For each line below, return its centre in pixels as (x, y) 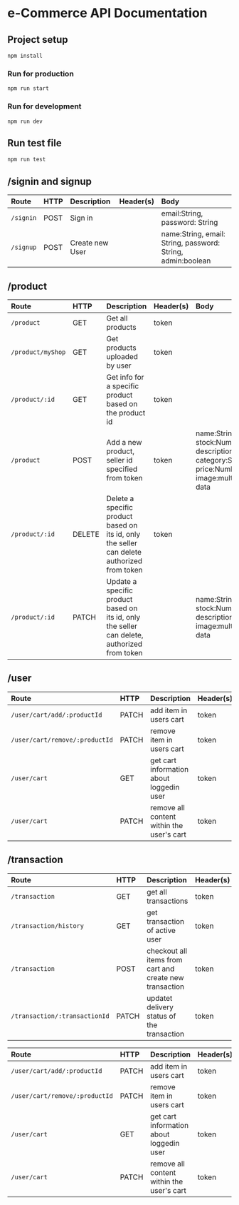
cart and (161, 969)
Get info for (125, 378)
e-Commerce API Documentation (107, 13)
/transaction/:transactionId (60, 1016)
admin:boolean (186, 261)
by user (119, 365)
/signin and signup (50, 181)
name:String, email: (193, 234)
